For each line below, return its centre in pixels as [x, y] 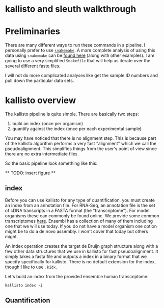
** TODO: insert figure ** [30, 173]
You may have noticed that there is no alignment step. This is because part [81, 138]
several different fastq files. [33, 66]
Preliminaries [33, 32]
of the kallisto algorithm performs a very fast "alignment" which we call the [81, 144]
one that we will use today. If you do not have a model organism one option [81, 226]
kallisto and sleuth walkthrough [71, 9]
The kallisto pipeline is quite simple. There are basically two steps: [72, 114]
